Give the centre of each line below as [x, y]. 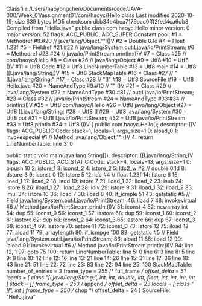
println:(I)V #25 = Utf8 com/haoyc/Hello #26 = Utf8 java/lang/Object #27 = [99, 105]
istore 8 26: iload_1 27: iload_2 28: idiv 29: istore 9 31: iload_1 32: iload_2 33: [100, 187]
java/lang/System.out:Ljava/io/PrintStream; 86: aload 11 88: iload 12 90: [94, 239]
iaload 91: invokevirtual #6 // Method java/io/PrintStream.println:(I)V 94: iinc [100, 245]
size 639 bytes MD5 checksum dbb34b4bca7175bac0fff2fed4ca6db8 [102, 21]
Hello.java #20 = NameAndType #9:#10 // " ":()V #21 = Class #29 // [89, 86]
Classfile [17, 9]
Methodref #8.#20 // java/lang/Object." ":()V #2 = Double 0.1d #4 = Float [96, 41]
